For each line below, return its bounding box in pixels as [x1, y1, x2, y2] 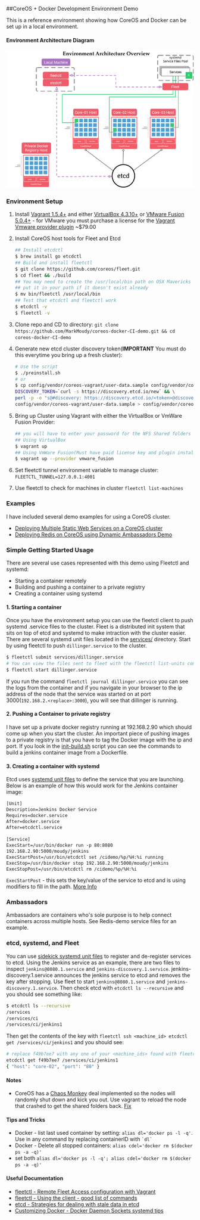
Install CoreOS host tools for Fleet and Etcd [14, 235, 121, 242]
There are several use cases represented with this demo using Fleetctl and [6, 559, 189, 566]
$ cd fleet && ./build [14, 272, 71, 278]
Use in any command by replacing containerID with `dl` [14, 1135, 153, 1143]
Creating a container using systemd [14, 589, 102, 597]
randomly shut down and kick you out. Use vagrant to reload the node [14, 1096, 187, 1103]
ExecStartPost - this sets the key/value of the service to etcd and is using [6, 877, 186, 884]
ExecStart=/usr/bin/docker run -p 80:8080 [6, 843, 113, 849]
